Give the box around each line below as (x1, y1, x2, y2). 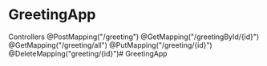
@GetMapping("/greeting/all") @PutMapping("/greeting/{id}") (8, 40, 212, 49)
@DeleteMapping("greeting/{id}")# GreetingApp (8, 49, 168, 58)
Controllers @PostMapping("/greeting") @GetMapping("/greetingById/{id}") (8, 32, 260, 41)
